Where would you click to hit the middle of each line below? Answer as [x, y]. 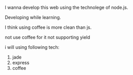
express [21, 63]
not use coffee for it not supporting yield [47, 37]
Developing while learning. [33, 17]
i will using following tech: [32, 47]
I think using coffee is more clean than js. [48, 27]
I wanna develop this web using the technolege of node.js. [66, 7]
